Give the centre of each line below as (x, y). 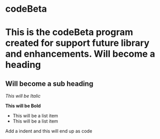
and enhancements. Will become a (80, 54)
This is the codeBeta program (69, 32)
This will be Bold (23, 106)
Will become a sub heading (49, 84)
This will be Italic (23, 96)
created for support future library (77, 43)
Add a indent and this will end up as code (49, 131)
